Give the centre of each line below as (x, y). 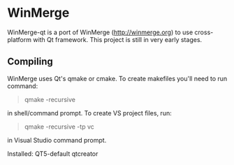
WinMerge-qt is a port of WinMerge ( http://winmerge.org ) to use (100, 32)
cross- (204, 32)
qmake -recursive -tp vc (59, 127)
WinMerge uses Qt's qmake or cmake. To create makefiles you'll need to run (117, 78)
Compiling (30, 62)
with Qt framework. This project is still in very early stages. (117, 39)
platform (19, 39)
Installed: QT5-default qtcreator (53, 153)
